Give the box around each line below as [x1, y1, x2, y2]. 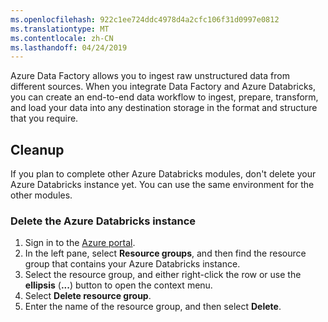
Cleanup [10, 141, 65, 158]
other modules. [10, 189, 73, 201]
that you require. [10, 112, 79, 125]
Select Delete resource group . [24, 290, 152, 302]
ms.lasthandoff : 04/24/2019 [10, 42, 128, 53]
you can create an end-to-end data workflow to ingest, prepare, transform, [10, 91, 319, 103]
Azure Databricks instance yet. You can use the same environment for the [10, 179, 315, 191]
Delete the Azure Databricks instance [10, 214, 197, 228]
